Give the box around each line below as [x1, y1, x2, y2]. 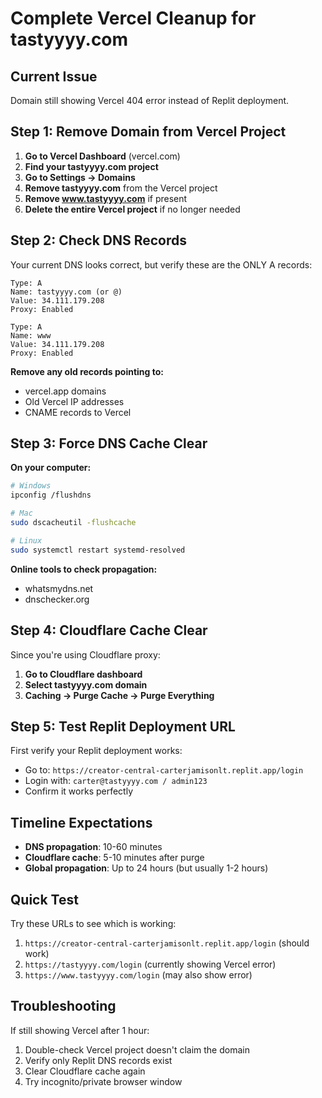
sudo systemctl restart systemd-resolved [10, 545, 186, 555]
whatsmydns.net [24, 582, 94, 594]
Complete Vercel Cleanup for [10, 7, 257, 30]
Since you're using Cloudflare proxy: [10, 648, 161, 661]
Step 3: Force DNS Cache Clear [10, 435, 208, 452]
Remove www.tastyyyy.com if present [24, 192, 188, 204]
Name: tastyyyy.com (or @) [10, 287, 123, 297]
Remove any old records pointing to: [10, 365, 164, 377]
